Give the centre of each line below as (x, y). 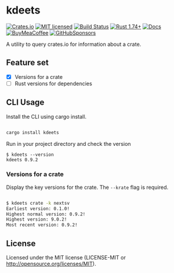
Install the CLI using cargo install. (46, 116)
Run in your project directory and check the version (69, 144)
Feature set (27, 63)
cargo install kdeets (33, 132)
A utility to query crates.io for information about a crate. (74, 44)
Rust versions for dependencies (53, 84)
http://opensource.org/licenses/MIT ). (51, 264)
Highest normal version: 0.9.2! (46, 214)
